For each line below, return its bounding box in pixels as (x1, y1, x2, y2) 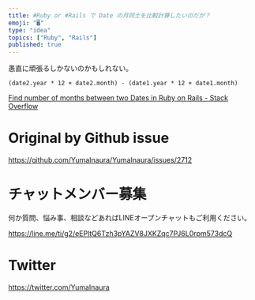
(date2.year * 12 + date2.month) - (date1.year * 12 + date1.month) (8, 80, 238, 88)
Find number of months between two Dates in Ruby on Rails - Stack (8, 93, 229, 103)
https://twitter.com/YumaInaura (8, 282, 111, 292)
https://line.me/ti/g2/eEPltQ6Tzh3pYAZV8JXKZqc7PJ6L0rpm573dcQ (8, 229, 233, 238)
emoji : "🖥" (8, 19, 45, 27)
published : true (8, 41, 62, 49)
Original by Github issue (8, 129, 170, 147)
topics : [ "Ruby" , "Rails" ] (8, 33, 97, 42)
